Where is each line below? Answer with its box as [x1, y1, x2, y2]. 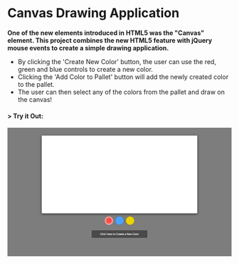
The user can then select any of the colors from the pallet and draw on [17, 88, 225, 96]
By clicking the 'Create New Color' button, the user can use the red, [17, 57, 217, 65]
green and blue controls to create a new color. [17, 65, 153, 73]
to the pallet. [17, 80, 55, 88]
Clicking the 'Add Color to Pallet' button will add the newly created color [17, 73, 229, 81]
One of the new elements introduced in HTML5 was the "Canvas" [7, 28, 205, 37]
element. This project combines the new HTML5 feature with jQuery [7, 36, 213, 44]
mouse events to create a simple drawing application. [7, 43, 169, 52]
